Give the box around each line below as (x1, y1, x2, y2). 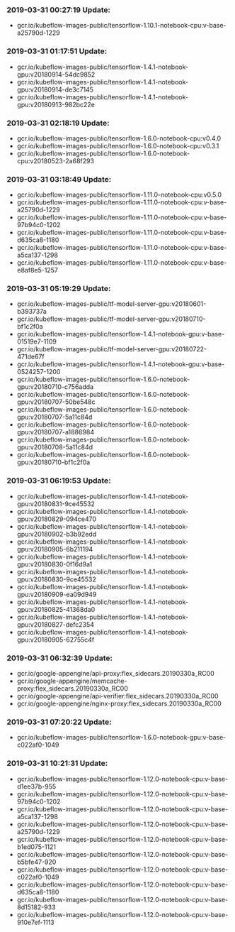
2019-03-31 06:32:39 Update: (6, 653, 113, 663)
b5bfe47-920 (16, 857, 57, 866)
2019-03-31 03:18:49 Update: (6, 174, 112, 184)
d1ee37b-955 (16, 782, 57, 791)
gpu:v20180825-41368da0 (16, 605, 96, 613)
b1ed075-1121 (16, 843, 57, 851)
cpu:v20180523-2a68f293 (16, 156, 95, 165)
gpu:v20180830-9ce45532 (16, 575, 96, 583)
